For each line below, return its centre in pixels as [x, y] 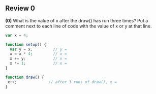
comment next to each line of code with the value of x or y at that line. [79, 26]
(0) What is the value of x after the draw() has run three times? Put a [77, 20]
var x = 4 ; [17, 35]
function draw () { [25, 77]
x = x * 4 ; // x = [38, 54]
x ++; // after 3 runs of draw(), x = [62, 82]
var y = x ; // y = [38, 49]
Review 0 [20, 8]
